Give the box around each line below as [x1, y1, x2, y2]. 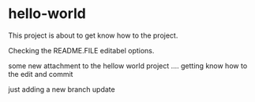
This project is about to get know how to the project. [8, 31, 178, 40]
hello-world [8, 5, 87, 23]
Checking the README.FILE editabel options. [8, 46, 155, 55]
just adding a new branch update [8, 84, 116, 94]
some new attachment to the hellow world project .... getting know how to [8, 60, 248, 71]
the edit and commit [8, 69, 73, 78]
